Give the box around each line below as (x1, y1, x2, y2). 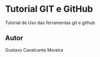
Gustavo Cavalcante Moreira (5, 47, 63, 53)
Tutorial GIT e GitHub (5, 3, 93, 15)
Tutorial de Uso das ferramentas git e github (5, 20, 96, 26)
